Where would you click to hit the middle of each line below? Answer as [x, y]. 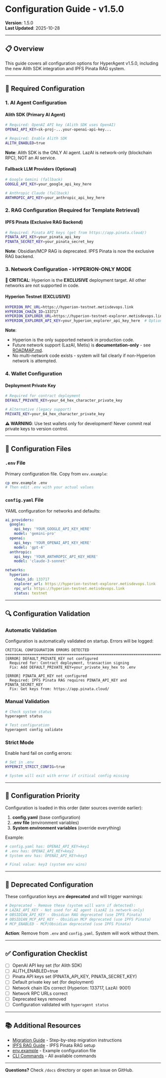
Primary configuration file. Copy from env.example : [56, 474]
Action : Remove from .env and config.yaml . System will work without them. [82, 933]
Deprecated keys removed [39, 999]
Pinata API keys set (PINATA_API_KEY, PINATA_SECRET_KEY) [75, 977]
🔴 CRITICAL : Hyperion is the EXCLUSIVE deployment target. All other [76, 280]
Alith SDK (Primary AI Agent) [35, 114]
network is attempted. [35, 361]
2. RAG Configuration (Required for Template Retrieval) [72, 210]
